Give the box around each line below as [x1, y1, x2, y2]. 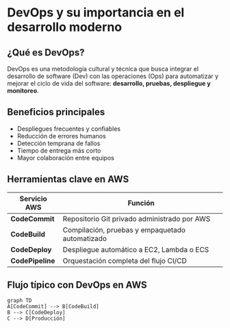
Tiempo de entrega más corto [16, 146, 101, 155]
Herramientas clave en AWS [7, 173, 129, 186]
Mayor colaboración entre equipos [16, 153, 114, 162]
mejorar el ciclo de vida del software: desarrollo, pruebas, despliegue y [7, 79, 211, 87]
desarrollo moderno [7, 19, 123, 35]
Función [127, 198, 155, 207]
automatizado [62, 234, 107, 243]
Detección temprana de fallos [16, 139, 101, 147]
